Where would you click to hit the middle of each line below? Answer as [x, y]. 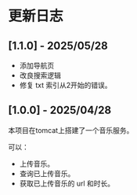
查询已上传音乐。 [47, 173]
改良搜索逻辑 [40, 75]
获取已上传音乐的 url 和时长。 [67, 183]
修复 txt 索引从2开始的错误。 [65, 85]
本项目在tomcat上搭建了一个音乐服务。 [71, 130]
